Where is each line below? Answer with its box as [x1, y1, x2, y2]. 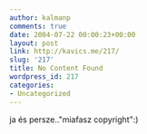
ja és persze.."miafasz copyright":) [9, 114, 139, 125]
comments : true [9, 22, 67, 31]
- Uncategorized [9, 89, 71, 98]
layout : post [9, 38, 59, 48]
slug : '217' [9, 55, 54, 64]
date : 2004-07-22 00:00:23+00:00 [9, 30, 136, 39]
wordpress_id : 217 [9, 72, 79, 81]
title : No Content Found [9, 64, 103, 73]
